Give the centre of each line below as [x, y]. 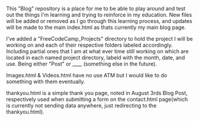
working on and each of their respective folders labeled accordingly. [89, 45]
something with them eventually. [46, 81]
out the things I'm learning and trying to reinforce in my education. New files [99, 15]
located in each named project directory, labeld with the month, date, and [96, 58]
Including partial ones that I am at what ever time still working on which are [97, 51]
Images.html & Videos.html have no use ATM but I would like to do [87, 75]
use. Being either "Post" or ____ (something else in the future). [81, 64]
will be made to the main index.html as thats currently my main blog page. [96, 27]
